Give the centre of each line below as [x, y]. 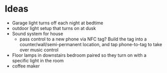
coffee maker [26, 66]
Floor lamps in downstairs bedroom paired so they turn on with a [79, 55]
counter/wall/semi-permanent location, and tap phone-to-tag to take [91, 44]
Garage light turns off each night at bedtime [58, 23]
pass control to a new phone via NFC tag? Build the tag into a [83, 39]
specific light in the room [38, 60]
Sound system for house [38, 33]
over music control [39, 50]
